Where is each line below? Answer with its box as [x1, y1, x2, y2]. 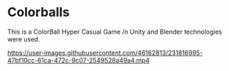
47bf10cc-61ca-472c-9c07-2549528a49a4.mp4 [7, 56, 150, 64]
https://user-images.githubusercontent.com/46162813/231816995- [7, 49, 203, 57]
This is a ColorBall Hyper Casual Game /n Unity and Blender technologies [7, 27, 223, 36]
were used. [7, 34, 41, 43]
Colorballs [7, 4, 70, 20]
